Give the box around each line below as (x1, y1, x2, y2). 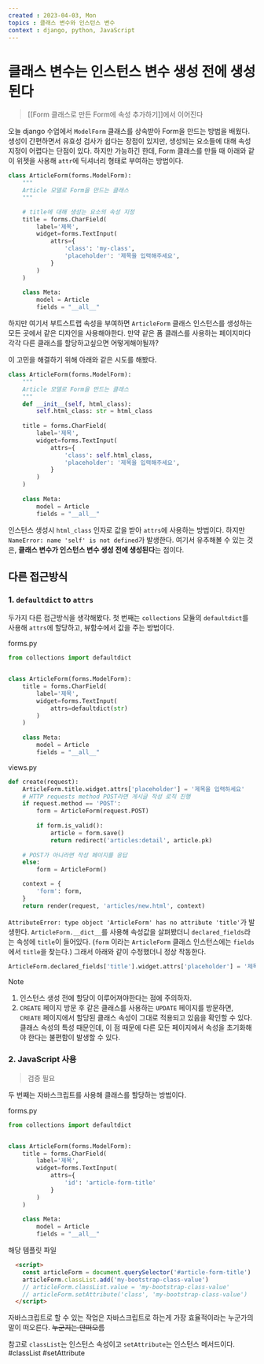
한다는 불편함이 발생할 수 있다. (27, 1032, 120, 1042)
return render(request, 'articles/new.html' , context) (22, 901, 206, 910)
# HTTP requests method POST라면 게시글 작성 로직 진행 (22, 793, 191, 801)
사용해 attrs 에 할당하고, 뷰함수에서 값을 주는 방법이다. (8, 623, 174, 633)
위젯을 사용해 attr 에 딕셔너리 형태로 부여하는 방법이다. (16, 156, 184, 165)
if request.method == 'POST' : (22, 800, 122, 808)
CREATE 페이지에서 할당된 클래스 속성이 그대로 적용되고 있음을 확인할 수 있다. (19, 1013, 253, 1022)
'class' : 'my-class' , (64, 245, 135, 253)
